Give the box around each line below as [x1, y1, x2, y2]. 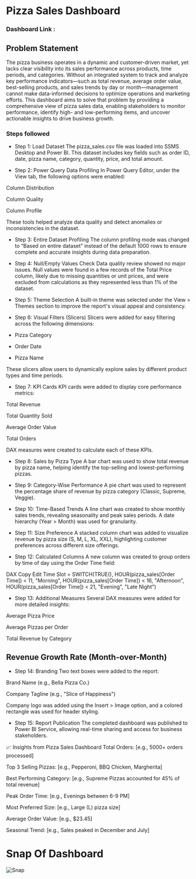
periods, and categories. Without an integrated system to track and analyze [6, 71, 189, 78]
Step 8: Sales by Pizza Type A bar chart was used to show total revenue [14, 458, 189, 465]
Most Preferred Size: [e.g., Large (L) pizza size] [6, 804, 121, 811]
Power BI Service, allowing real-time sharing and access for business [14, 726, 183, 733]
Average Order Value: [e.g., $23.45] [6, 815, 93, 823]
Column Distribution [6, 184, 55, 191]
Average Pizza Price [6, 612, 55, 619]
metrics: [14, 389, 35, 397]
